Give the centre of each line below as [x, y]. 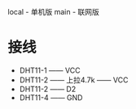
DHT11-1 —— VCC [50, 70]
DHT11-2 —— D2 [48, 89]
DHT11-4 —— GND [51, 97]
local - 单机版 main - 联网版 [53, 12]
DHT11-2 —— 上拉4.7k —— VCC [74, 80]
